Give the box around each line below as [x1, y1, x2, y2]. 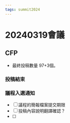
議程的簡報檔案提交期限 [18, 102, 66, 108]
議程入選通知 [5, 90, 35, 97]
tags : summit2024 [5, 7, 40, 12]
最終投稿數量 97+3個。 [12, 62, 58, 68]
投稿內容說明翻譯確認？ [18, 108, 66, 114]
